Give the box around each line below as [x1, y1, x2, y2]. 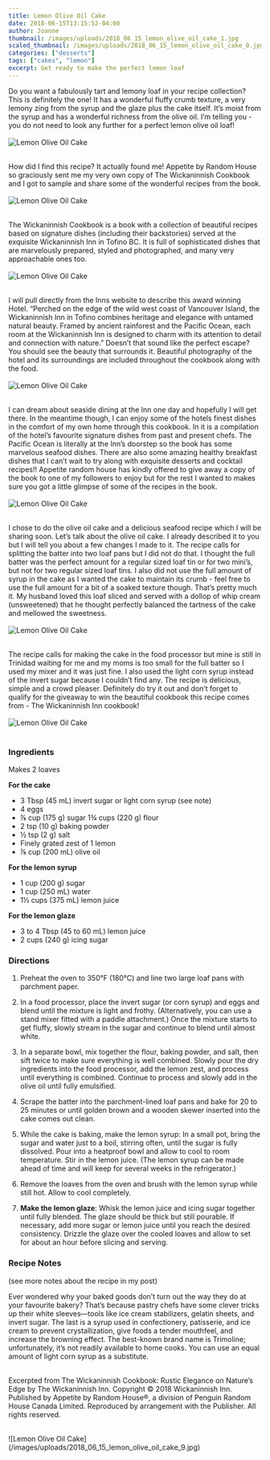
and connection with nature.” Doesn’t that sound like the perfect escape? [8, 338, 251, 347]
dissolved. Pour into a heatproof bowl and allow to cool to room [19, 1146, 231, 1156]
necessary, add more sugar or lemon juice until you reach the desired [19, 1220, 251, 1230]
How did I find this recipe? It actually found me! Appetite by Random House [8, 162, 257, 171]
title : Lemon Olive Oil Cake [8, 11, 106, 20]
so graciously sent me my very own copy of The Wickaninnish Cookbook [8, 170, 251, 179]
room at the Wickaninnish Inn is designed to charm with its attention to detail [8, 329, 262, 338]
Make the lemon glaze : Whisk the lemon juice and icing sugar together [19, 1204, 256, 1213]
